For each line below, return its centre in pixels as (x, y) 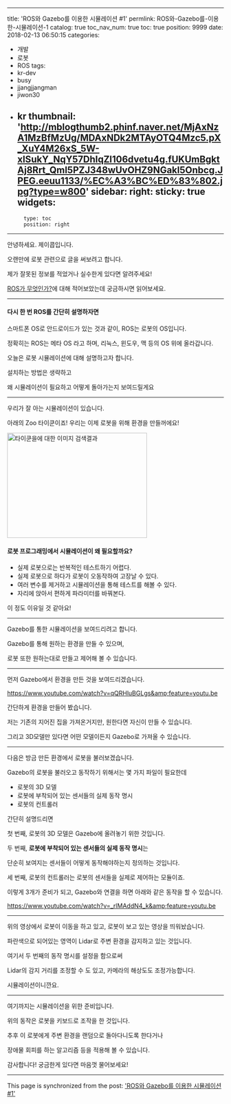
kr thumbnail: (46, 117)
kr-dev (26, 73)
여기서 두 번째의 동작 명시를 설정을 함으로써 (65, 956)
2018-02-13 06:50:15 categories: (53, 35)
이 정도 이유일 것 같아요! (39, 608)
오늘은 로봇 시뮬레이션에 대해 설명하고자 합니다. (70, 358)
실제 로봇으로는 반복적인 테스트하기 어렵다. (74, 567)
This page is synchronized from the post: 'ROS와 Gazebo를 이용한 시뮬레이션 (114, 1086)
